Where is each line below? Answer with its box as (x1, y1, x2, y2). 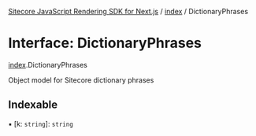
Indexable (8, 98, 58, 112)
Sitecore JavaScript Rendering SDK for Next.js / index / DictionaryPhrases (8, 7, 249, 16)
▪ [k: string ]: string (8, 119, 73, 128)
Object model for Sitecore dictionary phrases (8, 75, 154, 85)
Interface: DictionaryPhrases (8, 35, 202, 52)
